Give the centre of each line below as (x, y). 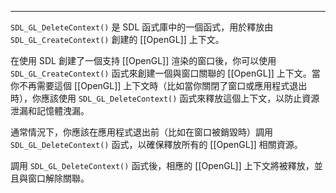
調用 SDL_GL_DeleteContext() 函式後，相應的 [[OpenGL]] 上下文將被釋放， (162, 165)
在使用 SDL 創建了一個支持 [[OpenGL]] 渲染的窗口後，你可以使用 (143, 60)
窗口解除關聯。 (58, 178)
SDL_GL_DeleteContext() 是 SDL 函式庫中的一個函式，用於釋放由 (142, 27)
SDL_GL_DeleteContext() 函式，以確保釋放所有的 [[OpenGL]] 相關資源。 (156, 144)
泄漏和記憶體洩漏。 (50, 110)
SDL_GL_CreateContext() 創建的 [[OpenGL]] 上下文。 (117, 39)
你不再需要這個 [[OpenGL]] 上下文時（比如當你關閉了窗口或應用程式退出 (159, 85)
